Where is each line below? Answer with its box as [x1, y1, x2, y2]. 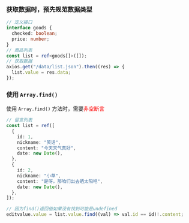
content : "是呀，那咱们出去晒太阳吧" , [17, 178, 103, 184]
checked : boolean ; [11, 31, 58, 37]
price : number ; [11, 36, 50, 42]
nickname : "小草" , [17, 173, 61, 179]
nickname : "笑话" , [17, 139, 61, 145]
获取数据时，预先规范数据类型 [6, 5, 93, 13]
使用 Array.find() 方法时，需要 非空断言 [6, 105, 105, 112]
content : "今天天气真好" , [17, 145, 76, 151]
